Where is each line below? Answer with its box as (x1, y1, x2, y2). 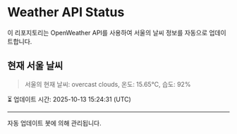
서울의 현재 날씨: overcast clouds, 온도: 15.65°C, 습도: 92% (24, 80, 191, 88)
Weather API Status (7, 4, 125, 20)
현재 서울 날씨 (7, 60, 63, 72)
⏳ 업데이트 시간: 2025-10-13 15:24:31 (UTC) (7, 95, 132, 103)
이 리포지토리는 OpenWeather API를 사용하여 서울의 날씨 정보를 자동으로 (7, 28, 208, 37)
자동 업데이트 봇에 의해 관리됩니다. (7, 118, 102, 127)
